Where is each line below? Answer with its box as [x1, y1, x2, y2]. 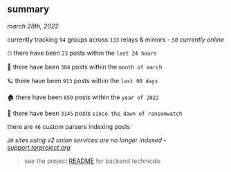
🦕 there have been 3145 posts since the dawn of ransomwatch [7, 109, 183, 117]
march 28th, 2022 [7, 21, 59, 30]
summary [7, 3, 50, 15]
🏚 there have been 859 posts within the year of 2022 [7, 93, 159, 101]
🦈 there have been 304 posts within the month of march [7, 62, 163, 71]
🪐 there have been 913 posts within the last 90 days [7, 76, 158, 85]
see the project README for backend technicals [24, 157, 161, 165]
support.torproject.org [7, 143, 71, 151]
